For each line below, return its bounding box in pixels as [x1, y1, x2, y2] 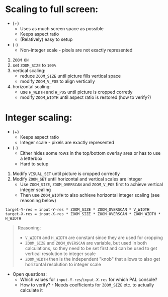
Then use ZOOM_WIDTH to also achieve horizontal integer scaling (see [20, 192, 160, 198]
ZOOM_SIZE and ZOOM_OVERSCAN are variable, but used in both [25, 240, 147, 246]
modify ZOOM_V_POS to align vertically [20, 78, 95, 84]
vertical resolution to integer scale [25, 251, 96, 257]
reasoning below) [20, 197, 56, 203]
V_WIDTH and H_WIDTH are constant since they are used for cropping [25, 234, 163, 241]
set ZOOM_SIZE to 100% [12, 62, 56, 68]
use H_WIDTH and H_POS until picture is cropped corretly [20, 89, 133, 95]
